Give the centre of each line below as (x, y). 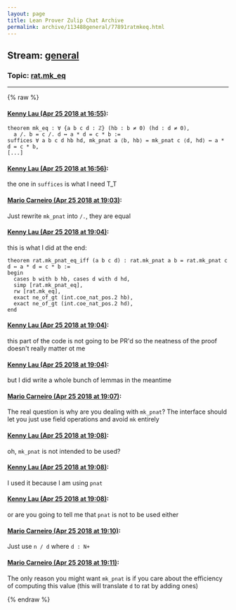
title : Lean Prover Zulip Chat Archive (66, 20)
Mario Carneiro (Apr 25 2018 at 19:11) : (63, 562)
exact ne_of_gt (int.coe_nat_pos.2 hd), (73, 303)
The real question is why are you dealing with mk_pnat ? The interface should (117, 412)
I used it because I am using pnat (55, 483)
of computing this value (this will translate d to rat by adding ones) (103, 585)
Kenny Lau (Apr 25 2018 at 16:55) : (58, 113)
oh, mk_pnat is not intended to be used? (64, 451)
